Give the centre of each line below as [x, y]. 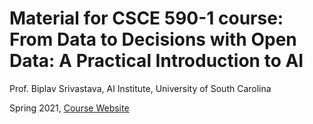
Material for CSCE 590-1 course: [146, 18]
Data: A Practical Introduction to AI [156, 61]
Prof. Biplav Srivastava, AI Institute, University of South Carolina [140, 88]
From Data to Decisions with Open [153, 39]
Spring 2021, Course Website [69, 108]
